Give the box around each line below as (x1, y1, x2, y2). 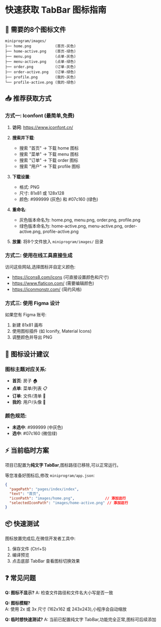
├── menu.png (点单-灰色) (5, 54, 76, 59)
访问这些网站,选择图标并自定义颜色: (5, 264, 76, 269)
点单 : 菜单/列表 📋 (12, 385, 48, 391)
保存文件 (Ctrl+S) (12, 546, 47, 552)
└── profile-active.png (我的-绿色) (5, 80, 76, 85)
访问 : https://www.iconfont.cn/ (12, 124, 74, 130)
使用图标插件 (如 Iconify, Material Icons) (12, 328, 92, 334)
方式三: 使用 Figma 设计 (5, 300, 60, 306)
